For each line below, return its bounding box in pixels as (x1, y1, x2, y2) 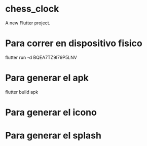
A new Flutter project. (5, 20, 51, 26)
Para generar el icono (5, 107, 97, 118)
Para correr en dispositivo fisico (5, 38, 143, 49)
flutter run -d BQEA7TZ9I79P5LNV (5, 54, 77, 60)
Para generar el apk (5, 72, 89, 84)
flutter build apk (5, 89, 39, 95)
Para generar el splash (5, 130, 101, 141)
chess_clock (5, 3, 59, 15)
